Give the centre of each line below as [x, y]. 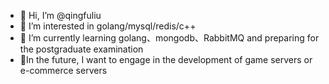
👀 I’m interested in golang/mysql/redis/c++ [108, 26]
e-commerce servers [63, 70]
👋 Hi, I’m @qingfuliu [60, 15]
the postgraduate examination [81, 49]
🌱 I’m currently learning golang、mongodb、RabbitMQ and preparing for [169, 38]
